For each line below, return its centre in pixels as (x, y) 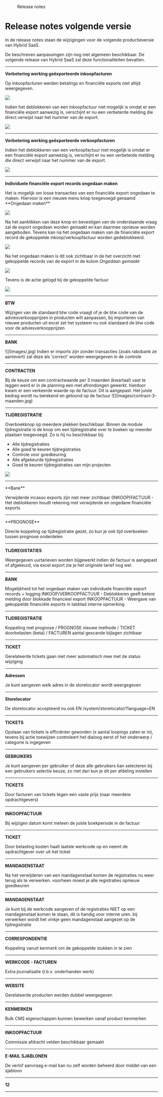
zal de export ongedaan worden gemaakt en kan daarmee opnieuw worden (80, 227)
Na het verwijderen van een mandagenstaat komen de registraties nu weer (80, 875)
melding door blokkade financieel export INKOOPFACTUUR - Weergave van (81, 599)
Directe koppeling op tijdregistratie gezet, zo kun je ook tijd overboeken (76, 531)
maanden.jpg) (19, 400)
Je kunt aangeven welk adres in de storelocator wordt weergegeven (73, 685)
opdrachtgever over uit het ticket (38, 852)
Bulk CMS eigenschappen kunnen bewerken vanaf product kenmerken (76, 1018)
